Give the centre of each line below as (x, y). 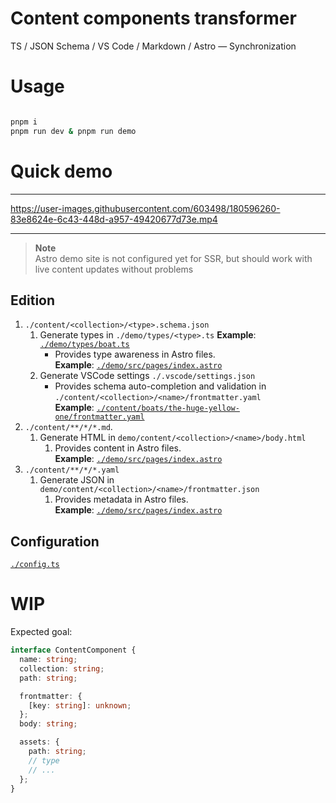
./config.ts (35, 565)
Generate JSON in (77, 480)
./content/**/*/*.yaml (72, 470)
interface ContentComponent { (73, 650)
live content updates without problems (114, 269)
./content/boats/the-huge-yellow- (168, 408)
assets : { (39, 742)
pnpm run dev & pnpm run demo (73, 131)
